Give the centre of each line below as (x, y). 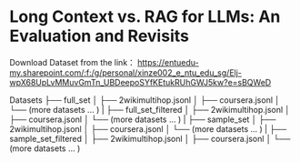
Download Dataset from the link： (73, 62)
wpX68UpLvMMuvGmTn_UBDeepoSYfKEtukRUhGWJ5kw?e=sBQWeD (140, 82)
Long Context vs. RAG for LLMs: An (145, 17)
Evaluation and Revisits (99, 36)
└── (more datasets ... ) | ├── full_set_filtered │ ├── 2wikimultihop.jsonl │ (150, 109)
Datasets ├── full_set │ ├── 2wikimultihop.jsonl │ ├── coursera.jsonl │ (145, 100)
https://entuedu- (168, 62)
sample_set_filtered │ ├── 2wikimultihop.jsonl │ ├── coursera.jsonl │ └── (150, 138)
